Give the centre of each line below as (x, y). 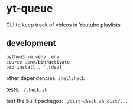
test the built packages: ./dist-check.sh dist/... (67, 101)
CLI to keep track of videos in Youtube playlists (64, 25)
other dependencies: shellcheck (45, 78)
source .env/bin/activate (38, 62)
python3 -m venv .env (33, 57)
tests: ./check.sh (27, 89)
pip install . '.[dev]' (35, 67)
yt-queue (30, 9)
